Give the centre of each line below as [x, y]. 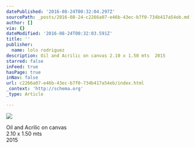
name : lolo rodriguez [38, 50]
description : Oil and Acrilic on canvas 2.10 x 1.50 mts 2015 [86, 56]
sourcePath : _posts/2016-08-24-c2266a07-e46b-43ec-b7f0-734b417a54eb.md [98, 17]
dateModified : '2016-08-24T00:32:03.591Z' [59, 34]
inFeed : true [22, 67]
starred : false [25, 61]
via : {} [16, 28]
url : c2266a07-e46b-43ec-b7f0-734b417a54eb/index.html [75, 83]
